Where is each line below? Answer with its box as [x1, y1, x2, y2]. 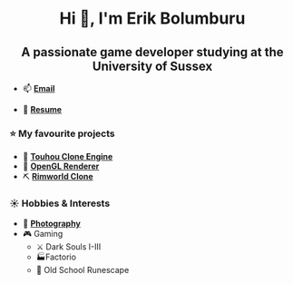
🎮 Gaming [22, 228, 63, 239]
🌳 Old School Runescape [35, 264, 130, 275]
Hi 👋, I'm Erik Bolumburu [59, 8, 246, 29]
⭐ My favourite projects [9, 127, 115, 140]
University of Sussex [92, 58, 213, 73]
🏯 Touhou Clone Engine [22, 152, 113, 162]
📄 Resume [22, 104, 62, 114]
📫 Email [22, 83, 55, 93]
